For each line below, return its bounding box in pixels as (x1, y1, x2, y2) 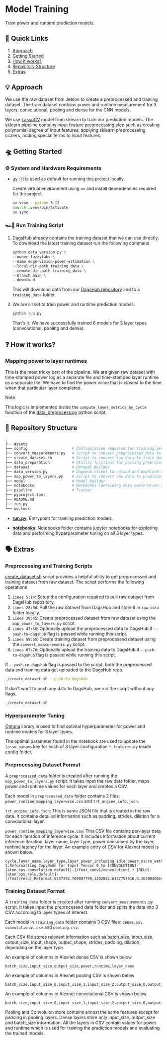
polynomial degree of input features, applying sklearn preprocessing (5, 127, 146, 133)
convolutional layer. (5, 818, 45, 824)
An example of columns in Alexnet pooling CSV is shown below (5, 972, 135, 978)
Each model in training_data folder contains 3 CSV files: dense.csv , (5, 919, 144, 925)
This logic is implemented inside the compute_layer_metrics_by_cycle (5, 404, 147, 410)
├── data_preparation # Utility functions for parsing (5, 460, 141, 465)
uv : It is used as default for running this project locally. (12, 176, 125, 182)
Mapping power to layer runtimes (5, 358, 87, 365)
